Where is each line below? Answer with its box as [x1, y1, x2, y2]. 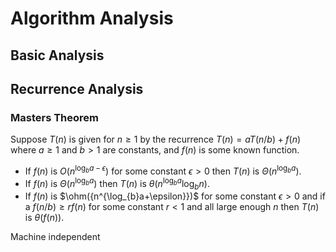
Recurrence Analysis [10, 80, 144, 97]
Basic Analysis [10, 47, 105, 64]
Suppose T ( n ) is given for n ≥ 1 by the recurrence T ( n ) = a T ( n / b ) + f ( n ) [10, 133, 302, 146]
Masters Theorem [10, 110, 99, 124]
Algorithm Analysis [10, 7, 174, 30]
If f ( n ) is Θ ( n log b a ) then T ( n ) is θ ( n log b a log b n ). [24, 175, 210, 192]
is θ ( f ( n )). [24, 212, 65, 224]
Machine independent [10, 231, 101, 243]
